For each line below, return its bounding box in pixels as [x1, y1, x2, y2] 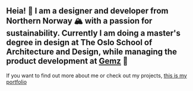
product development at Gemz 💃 [6, 56, 128, 66]
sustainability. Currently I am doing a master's [6, 28, 181, 39]
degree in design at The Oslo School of [6, 37, 153, 48]
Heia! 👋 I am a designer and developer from [6, 6, 169, 16]
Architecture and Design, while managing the [6, 47, 177, 57]
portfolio [6, 78, 27, 85]
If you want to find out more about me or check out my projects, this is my [6, 72, 187, 79]
